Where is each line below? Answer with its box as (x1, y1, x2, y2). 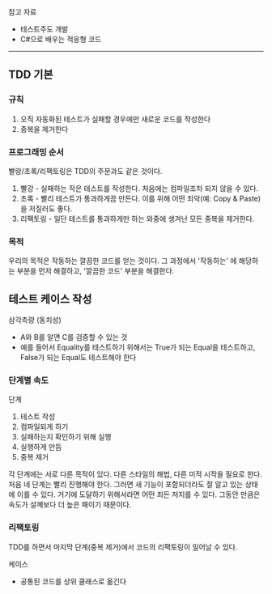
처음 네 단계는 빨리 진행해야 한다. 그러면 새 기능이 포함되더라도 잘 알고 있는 (8, 480, 244, 490)
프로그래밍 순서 (8, 146, 65, 158)
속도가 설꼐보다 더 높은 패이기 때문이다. (8, 500, 132, 510)
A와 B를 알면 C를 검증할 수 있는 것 (19, 333, 128, 342)
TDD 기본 (8, 68, 53, 82)
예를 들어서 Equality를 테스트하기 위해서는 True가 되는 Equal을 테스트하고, (19, 342, 256, 352)
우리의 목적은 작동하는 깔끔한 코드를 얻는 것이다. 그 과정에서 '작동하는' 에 (8, 256, 237, 265)
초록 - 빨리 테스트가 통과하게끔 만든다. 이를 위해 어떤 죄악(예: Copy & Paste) (19, 193, 261, 203)
